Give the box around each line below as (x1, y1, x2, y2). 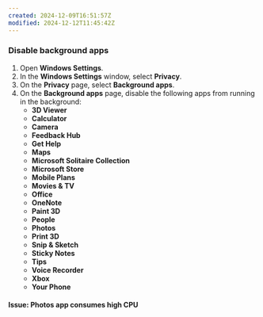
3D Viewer (31, 105, 67, 115)
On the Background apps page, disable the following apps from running (19, 88, 255, 97)
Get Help (31, 139, 62, 148)
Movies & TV (31, 181, 75, 190)
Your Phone (31, 282, 71, 292)
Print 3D (31, 231, 59, 241)
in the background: (19, 97, 82, 106)
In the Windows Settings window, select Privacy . (19, 71, 182, 81)
